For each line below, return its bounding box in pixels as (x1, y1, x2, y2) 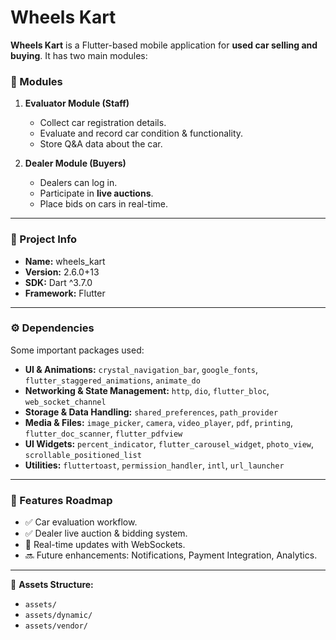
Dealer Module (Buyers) (24, 157, 127, 170)
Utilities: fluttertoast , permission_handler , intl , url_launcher (24, 459, 285, 471)
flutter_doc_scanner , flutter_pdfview (24, 427, 183, 439)
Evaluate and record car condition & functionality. (39, 127, 244, 140)
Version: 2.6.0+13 (24, 266, 100, 278)
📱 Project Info (10, 232, 78, 246)
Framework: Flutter (24, 287, 106, 299)
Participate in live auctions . (39, 187, 154, 200)
